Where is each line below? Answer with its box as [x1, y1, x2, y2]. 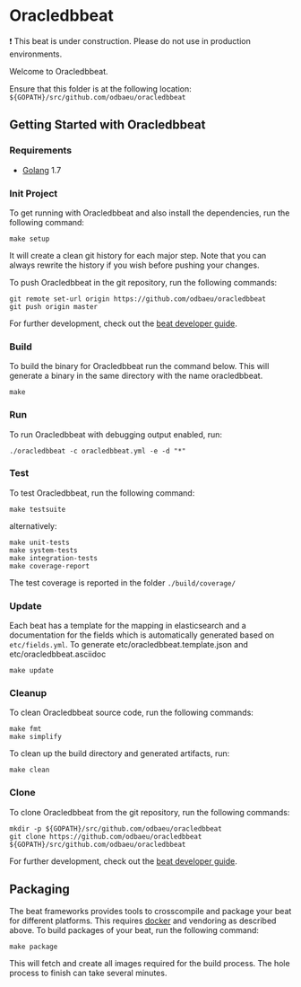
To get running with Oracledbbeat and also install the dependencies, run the [9, 207, 290, 218]
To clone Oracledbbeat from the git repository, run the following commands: [9, 806, 290, 817]
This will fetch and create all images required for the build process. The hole [9, 957, 290, 968]
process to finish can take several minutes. [9, 967, 168, 978]
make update [9, 666, 54, 675]
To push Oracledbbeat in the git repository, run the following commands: [9, 277, 278, 287]
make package [9, 942, 58, 951]
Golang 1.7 [21, 164, 62, 175]
